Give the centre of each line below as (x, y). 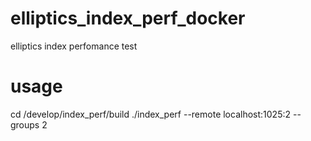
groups (25, 124)
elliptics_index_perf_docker (128, 18)
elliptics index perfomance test (74, 46)
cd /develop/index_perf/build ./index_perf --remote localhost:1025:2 (151, 114)
